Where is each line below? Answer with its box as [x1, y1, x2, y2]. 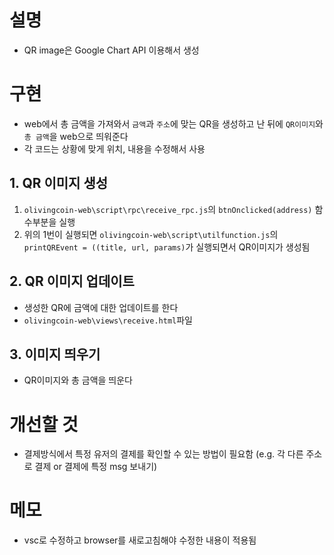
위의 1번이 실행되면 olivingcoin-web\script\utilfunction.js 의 [23, 228, 279, 240]
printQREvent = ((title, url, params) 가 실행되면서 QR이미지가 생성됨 [23, 241, 311, 253]
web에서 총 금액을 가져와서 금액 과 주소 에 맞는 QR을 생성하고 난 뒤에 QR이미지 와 [23, 117, 324, 130]
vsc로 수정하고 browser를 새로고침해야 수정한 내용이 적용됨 [23, 534, 257, 546]
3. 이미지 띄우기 [9, 346, 101, 363]
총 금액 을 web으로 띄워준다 [23, 130, 129, 142]
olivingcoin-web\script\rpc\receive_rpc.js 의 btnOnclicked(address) [23, 203, 313, 215]
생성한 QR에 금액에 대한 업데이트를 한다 [23, 301, 179, 313]
